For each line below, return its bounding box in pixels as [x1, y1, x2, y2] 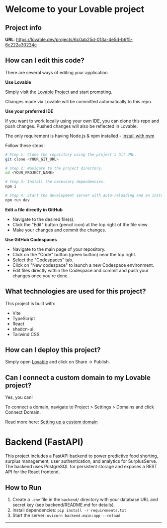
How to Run [5, 483, 42, 492]
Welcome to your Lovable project [5, 3, 145, 15]
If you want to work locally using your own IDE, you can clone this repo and [5, 118, 160, 124]
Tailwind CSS [12, 331, 40, 337]
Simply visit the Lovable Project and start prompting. [5, 89, 113, 95]
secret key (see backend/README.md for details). [12, 502, 115, 508]
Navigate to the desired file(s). [12, 216, 75, 222]
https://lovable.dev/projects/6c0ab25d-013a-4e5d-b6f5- [16, 36, 133, 42]
